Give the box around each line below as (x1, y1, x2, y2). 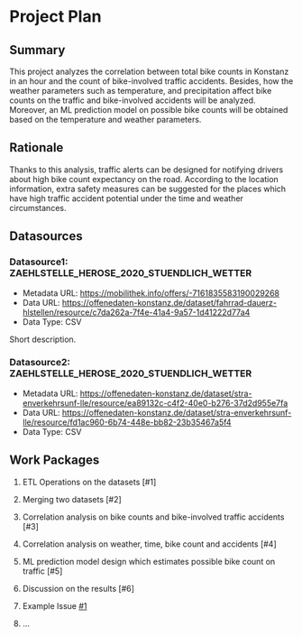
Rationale (9, 140, 64, 155)
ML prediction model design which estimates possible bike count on (22, 556, 276, 567)
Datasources (9, 228, 83, 244)
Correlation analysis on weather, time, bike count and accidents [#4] (22, 539, 277, 549)
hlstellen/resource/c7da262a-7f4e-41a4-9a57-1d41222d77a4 (22, 307, 251, 318)
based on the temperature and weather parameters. (9, 115, 202, 124)
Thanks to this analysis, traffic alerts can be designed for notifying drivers (9, 164, 284, 175)
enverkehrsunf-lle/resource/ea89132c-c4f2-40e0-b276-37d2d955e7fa (22, 397, 288, 408)
